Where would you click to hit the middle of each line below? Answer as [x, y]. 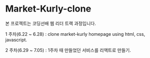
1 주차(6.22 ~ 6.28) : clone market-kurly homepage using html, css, [75, 34]
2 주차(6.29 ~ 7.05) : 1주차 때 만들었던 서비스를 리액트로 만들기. [68, 50]
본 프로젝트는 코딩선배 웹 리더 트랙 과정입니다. [51, 23]
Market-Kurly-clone [48, 9]
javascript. [16, 40]
